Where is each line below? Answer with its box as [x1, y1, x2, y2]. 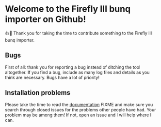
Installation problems [5, 89, 71, 97]
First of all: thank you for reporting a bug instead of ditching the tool [5, 64, 141, 70]
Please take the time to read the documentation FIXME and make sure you [5, 101, 153, 108]
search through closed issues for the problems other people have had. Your [5, 107, 156, 112]
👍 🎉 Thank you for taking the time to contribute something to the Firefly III [5, 30, 152, 36]
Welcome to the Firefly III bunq [5, 3, 131, 15]
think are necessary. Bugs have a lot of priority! [5, 74, 99, 80]
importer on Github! [5, 14, 86, 25]
